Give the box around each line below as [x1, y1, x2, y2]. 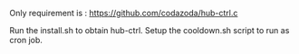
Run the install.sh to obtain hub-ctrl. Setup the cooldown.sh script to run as [9, 25, 290, 35]
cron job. [9, 35, 43, 45]
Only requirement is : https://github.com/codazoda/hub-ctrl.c [9, 8, 238, 18]
